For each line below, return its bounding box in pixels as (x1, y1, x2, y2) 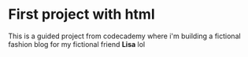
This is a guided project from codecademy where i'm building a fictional (8, 31, 242, 41)
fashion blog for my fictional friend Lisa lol (8, 39, 146, 48)
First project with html (8, 5, 155, 23)
